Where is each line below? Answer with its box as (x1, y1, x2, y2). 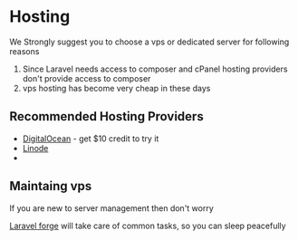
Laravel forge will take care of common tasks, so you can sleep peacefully (9, 220, 287, 231)
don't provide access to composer (22, 72, 151, 83)
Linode (22, 142, 49, 153)
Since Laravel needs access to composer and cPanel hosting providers (22, 63, 288, 74)
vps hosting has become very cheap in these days (22, 82, 211, 93)
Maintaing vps (9, 178, 92, 194)
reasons (9, 45, 40, 56)
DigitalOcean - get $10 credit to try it (22, 133, 159, 144)
